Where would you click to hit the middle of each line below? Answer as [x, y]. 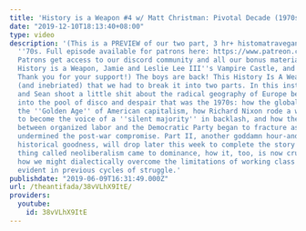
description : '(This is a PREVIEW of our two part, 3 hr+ [122, 43]
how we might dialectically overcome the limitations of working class [157, 161]
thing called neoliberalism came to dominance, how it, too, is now [150, 153]
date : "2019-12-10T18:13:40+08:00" [77, 26]
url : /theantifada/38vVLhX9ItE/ [71, 187]
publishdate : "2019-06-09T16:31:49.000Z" [89, 178]
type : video [32, 35]
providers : [30, 196]
